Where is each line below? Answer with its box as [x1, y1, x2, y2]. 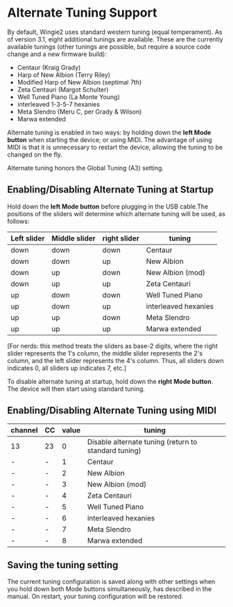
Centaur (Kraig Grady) [17, 63, 81, 71]
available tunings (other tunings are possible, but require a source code [7, 42, 212, 51]
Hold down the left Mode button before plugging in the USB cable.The [7, 202, 209, 211]
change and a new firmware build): [7, 50, 107, 58]
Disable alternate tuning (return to [87, 437, 198, 446]
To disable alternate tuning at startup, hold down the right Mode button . [7, 377, 214, 385]
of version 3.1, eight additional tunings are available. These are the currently [7, 35, 223, 43]
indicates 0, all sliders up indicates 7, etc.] [7, 364, 127, 372]
